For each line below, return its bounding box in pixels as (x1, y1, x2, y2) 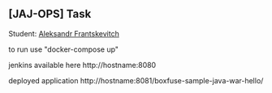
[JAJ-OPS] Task (8, 7, 92, 21)
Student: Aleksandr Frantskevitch (8, 28, 119, 38)
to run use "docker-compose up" (8, 44, 119, 54)
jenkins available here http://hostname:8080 (8, 60, 157, 70)
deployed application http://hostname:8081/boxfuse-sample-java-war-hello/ (8, 75, 264, 85)
